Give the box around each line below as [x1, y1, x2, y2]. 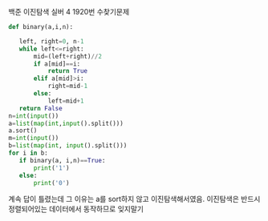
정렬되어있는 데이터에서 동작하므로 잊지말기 [8, 204, 144, 214]
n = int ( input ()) [8, 111, 59, 120]
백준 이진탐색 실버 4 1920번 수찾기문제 [8, 7, 130, 16]
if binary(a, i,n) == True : [18, 156, 106, 164]
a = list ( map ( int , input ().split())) [8, 119, 124, 127]
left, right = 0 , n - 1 [18, 37, 84, 46]
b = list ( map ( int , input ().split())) [8, 142, 128, 150]
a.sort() [8, 127, 38, 135]
